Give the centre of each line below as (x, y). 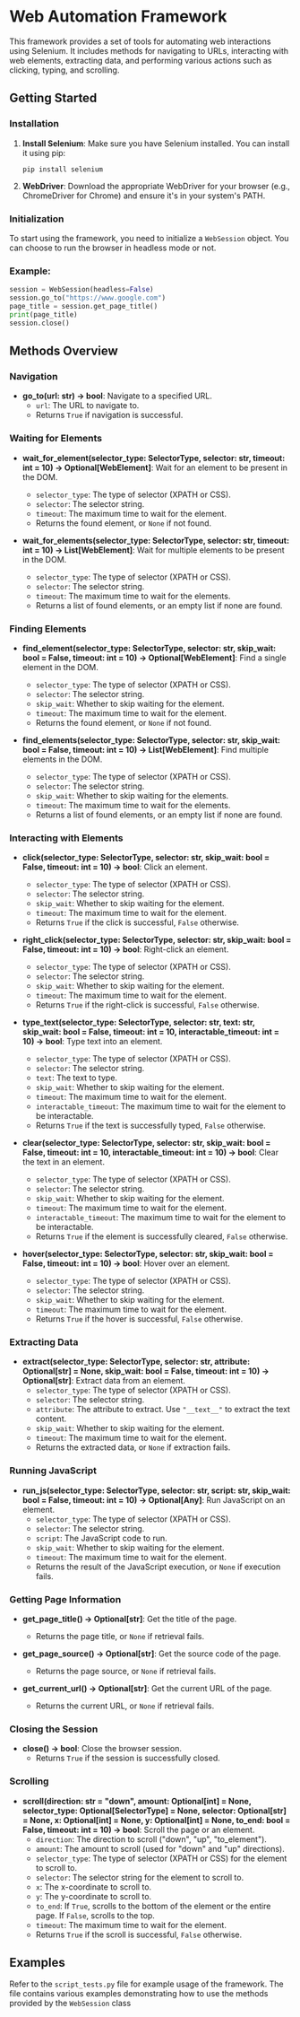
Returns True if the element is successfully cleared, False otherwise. (162, 1236)
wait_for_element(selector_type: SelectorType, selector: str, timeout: (154, 458)
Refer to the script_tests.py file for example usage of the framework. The (146, 1984)
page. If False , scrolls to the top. (95, 1915)
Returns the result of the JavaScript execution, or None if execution (158, 1567)
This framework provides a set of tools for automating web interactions (140, 41)
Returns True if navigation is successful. (109, 415)
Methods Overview (64, 350)
